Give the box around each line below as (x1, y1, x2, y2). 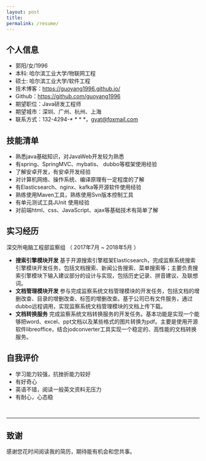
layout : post (6, 9, 40, 15)
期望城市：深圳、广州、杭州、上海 (15, 108, 102, 115)
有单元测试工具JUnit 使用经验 (15, 199, 90, 206)
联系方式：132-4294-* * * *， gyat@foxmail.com (15, 116, 139, 123)
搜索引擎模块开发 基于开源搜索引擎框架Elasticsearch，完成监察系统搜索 (15, 256, 196, 264)
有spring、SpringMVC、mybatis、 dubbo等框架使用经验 (15, 161, 158, 167)
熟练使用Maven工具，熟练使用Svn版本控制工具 (15, 191, 134, 198)
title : (6, 15, 23, 21)
